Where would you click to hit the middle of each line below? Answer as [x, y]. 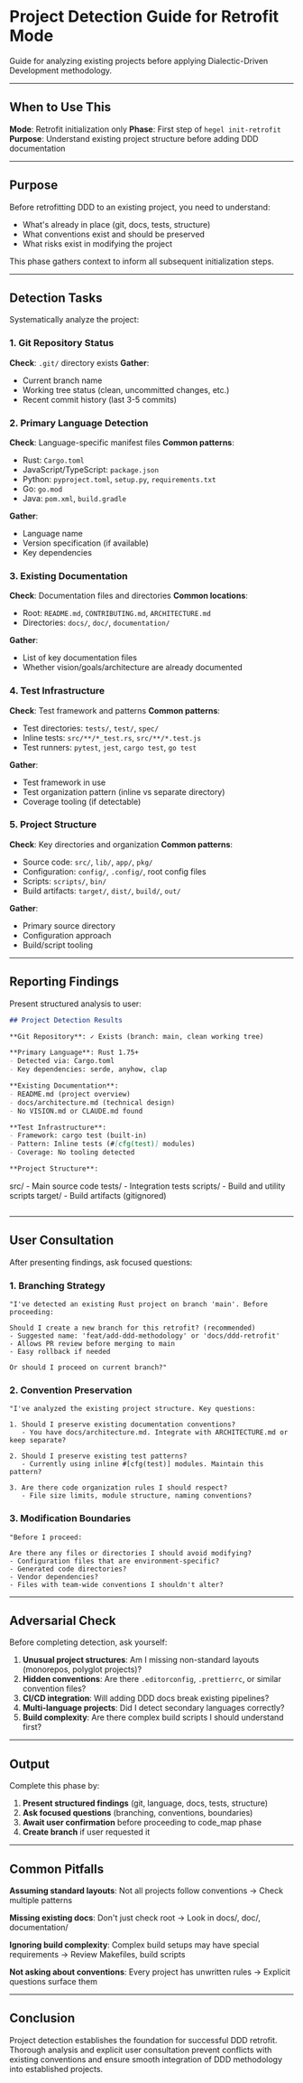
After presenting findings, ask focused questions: [101, 1262]
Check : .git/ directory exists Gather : [79, 362]
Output [29, 1764]
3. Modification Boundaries [70, 1518]
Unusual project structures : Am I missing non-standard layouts [141, 1660]
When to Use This [60, 107]
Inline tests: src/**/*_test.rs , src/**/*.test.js [111, 737]
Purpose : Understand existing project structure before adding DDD [134, 138]
